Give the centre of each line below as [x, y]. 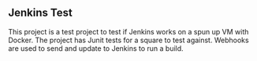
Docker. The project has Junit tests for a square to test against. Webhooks [129, 40]
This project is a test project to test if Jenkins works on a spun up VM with [128, 31]
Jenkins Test [40, 13]
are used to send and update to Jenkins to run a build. [96, 48]
